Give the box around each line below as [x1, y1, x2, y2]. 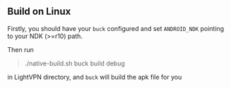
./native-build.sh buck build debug [24, 59, 125, 68]
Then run [7, 45, 34, 54]
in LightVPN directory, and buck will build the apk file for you [7, 73, 182, 81]
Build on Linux [7, 6, 71, 18]
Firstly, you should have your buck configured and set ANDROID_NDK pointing [7, 24, 225, 32]
